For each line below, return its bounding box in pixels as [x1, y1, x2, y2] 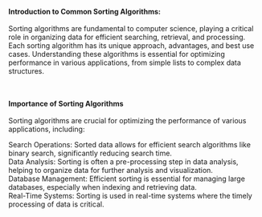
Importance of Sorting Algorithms [8, 99, 124, 108]
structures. [8, 66, 44, 75]
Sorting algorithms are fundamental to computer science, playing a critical [8, 24, 254, 33]
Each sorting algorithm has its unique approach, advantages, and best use [8, 41, 255, 50]
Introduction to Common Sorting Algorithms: [8, 7, 161, 16]
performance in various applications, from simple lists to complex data [8, 58, 241, 67]
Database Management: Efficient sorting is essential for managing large [8, 174, 245, 183]
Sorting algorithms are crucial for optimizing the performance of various [8, 116, 247, 125]
